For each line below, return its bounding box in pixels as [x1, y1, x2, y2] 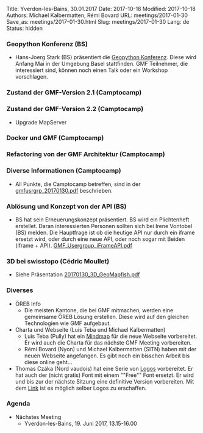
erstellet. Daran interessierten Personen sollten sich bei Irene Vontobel [15, 222, 193, 229]
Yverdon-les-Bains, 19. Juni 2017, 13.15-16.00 [24, 420, 137, 427]
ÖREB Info [15, 300, 41, 307]
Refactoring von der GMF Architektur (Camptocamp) [6, 150, 166, 159]
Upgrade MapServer [15, 118, 67, 126]
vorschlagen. [15, 73, 49, 81]
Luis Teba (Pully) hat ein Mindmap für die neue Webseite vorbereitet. [24, 332, 198, 340]
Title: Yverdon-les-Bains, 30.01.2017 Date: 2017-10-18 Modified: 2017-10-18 [6, 5, 196, 12]
